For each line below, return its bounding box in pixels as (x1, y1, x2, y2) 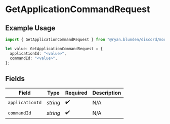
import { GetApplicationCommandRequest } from (5, 37, 105, 42)
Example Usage (5, 24, 56, 32)
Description (92, 90, 121, 97)
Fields (5, 74, 25, 83)
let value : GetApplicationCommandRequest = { (5, 46, 103, 51)
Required (65, 90, 88, 97)
